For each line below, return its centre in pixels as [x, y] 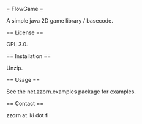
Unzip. [15, 68]
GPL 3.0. [17, 44]
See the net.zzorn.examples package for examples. [71, 92]
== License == [25, 32]
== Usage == [23, 80]
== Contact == [25, 104]
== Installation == [29, 56]
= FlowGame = [25, 9]
